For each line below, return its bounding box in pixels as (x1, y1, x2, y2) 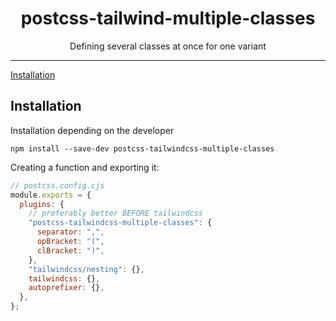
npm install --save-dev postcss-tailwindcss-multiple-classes (10, 143, 275, 154)
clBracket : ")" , (36, 245, 105, 256)
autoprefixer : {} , (28, 283, 105, 293)
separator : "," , (36, 227, 105, 237)
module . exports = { (10, 190, 92, 200)
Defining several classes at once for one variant (69, 40, 267, 52)
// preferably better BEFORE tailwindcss (28, 208, 203, 219)
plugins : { (19, 199, 65, 209)
